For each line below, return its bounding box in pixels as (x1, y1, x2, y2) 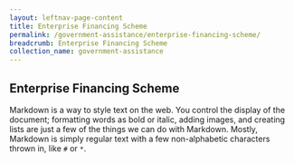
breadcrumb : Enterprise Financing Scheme (9, 38, 168, 48)
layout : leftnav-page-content (9, 13, 124, 23)
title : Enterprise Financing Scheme (9, 22, 147, 31)
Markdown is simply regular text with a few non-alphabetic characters (9, 133, 270, 144)
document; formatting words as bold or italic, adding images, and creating (9, 114, 286, 125)
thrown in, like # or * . (9, 142, 87, 154)
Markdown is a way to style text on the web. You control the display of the (9, 104, 286, 115)
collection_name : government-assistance (9, 47, 165, 56)
